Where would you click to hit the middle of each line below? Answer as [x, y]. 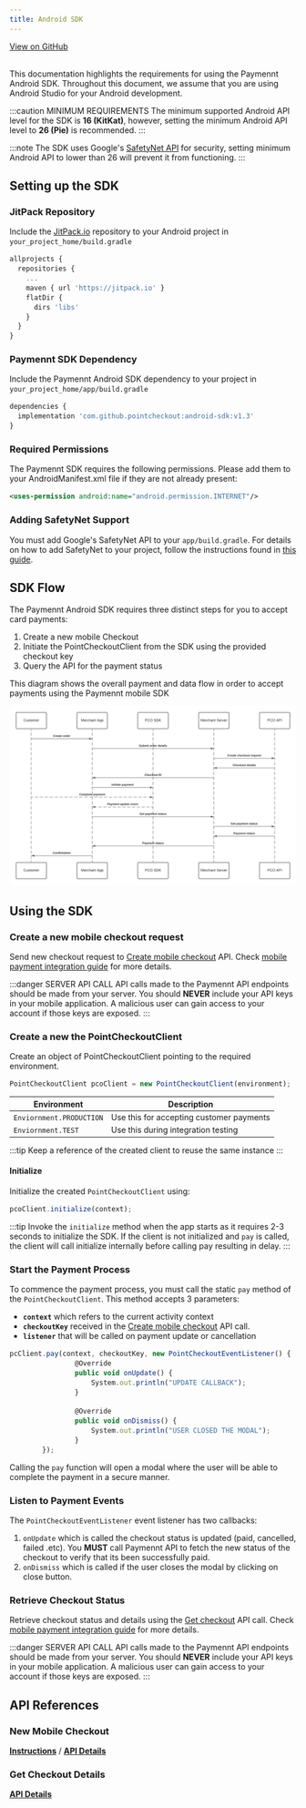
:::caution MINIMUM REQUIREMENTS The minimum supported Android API [150, 110]
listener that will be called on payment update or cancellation [139, 1336]
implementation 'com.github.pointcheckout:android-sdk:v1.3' [136, 416]
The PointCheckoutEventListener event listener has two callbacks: [133, 1520]
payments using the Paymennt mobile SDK [90, 693]
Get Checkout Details [57, 1774]
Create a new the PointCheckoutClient [96, 1037]
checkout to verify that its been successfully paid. [116, 1558]
